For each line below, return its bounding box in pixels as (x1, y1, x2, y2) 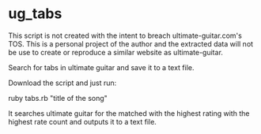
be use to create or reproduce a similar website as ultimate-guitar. (8, 47, 224, 57)
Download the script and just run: (8, 78, 117, 87)
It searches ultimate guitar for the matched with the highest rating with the (8, 108, 250, 118)
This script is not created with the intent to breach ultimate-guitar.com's (8, 31, 243, 40)
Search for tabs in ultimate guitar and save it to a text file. (8, 62, 195, 72)
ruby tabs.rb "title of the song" (8, 93, 108, 102)
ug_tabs (8, 5, 62, 23)
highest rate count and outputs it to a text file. (8, 117, 157, 126)
